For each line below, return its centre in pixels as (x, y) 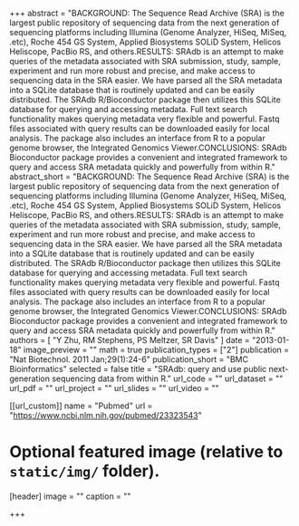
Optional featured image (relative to (146, 452)
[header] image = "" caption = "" (70, 496)
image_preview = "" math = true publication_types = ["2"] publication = (156, 349)
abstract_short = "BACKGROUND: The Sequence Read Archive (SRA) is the (149, 177)
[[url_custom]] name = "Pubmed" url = (81, 406)
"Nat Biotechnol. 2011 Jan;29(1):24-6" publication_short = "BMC (129, 359)
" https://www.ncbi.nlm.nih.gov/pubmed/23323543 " (106, 415)
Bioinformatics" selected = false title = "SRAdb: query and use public (138, 369)
